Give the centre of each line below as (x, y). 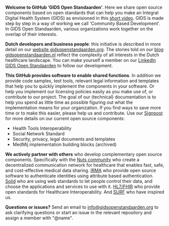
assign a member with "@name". (39, 218)
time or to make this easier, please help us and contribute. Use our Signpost (84, 113)
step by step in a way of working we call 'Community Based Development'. (83, 23)
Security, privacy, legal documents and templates (64, 139)
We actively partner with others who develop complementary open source (84, 154)
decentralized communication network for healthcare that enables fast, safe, (85, 165)
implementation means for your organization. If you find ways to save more (83, 108)
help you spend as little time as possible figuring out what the (69, 102)
